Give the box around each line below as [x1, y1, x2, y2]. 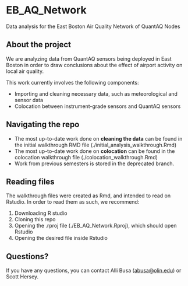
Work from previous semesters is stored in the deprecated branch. [14, 160, 175, 167]
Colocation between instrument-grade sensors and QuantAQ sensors [14, 103, 181, 110]
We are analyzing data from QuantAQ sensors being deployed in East [6, 55, 172, 62]
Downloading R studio [14, 210, 68, 217]
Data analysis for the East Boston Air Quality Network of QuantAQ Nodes [6, 23, 180, 30]
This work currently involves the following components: [6, 79, 139, 86]
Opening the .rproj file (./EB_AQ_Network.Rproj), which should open [14, 222, 177, 229]
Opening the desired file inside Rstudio [14, 235, 108, 242]
